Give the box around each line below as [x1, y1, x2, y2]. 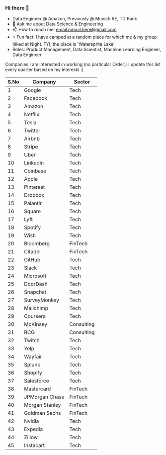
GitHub [24, 256, 41, 263]
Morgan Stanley [24, 402, 61, 409]
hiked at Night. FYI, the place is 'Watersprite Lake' [12, 41, 115, 47]
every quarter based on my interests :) [5, 67, 83, 73]
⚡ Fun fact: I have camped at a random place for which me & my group [12, 34, 157, 40]
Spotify [24, 224, 41, 231]
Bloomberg [24, 240, 50, 247]
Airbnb [24, 135, 40, 142]
